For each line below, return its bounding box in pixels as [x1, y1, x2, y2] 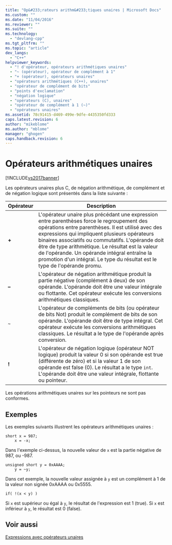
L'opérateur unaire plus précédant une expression [38, 211, 158, 218]
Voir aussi [5, 520, 38, 529]
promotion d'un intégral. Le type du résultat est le [38, 256, 157, 263]
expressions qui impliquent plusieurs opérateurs [38, 230, 154, 237]
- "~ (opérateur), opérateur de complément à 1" [10, 70, 116, 75]
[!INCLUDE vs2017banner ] [5, 175, 60, 181]
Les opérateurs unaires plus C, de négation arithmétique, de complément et [5, 185, 165, 191]
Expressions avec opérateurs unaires [5, 534, 83, 540]
